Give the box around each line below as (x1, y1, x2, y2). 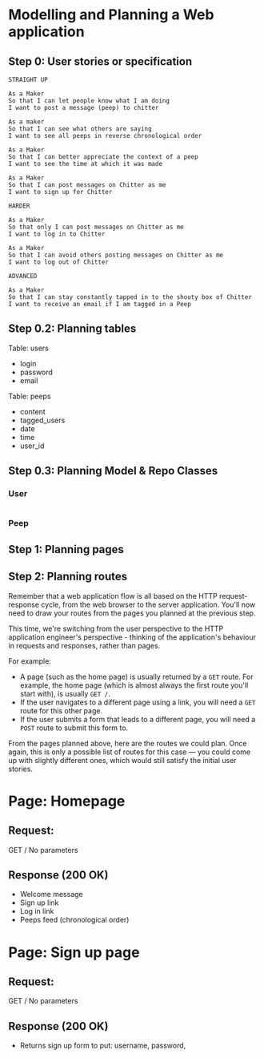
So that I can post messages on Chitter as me (8, 181, 166, 189)
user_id (19, 441, 45, 450)
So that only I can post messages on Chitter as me (8, 223, 184, 231)
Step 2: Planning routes (8, 570, 128, 584)
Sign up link (19, 898, 59, 907)
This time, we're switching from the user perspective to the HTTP (8, 624, 224, 633)
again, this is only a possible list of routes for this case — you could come (8, 747, 250, 757)
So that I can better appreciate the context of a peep (8, 153, 198, 161)
